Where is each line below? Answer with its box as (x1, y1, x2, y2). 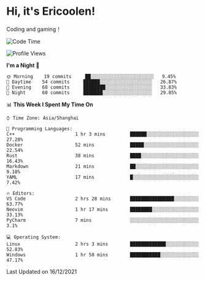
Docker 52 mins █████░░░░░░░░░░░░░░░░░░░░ (6, 141, 199, 148)
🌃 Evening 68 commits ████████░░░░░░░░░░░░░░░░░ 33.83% (6, 84, 177, 90)
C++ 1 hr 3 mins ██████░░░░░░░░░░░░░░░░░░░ (6, 131, 199, 137)
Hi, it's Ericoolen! (6, 4, 96, 18)
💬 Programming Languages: (6, 125, 72, 132)
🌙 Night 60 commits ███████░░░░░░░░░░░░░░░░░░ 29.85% (6, 89, 177, 96)
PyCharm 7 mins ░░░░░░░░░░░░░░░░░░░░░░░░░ (6, 217, 199, 223)
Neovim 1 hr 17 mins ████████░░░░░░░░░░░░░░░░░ (6, 206, 199, 213)
